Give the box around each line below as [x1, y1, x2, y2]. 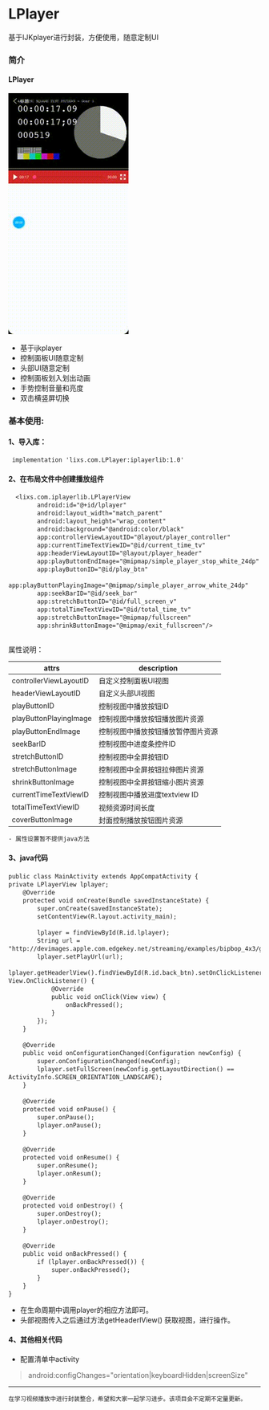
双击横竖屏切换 [19, 393, 70, 403]
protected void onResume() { [22, 1153, 120, 1161]
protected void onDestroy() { [22, 1201, 124, 1209]
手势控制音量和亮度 [19, 383, 84, 393]
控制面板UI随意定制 [19, 353, 84, 363]
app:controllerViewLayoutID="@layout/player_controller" [37, 533, 231, 542]
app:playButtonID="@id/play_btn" [37, 565, 149, 574]
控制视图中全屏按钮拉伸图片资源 [98, 764, 204, 774]
